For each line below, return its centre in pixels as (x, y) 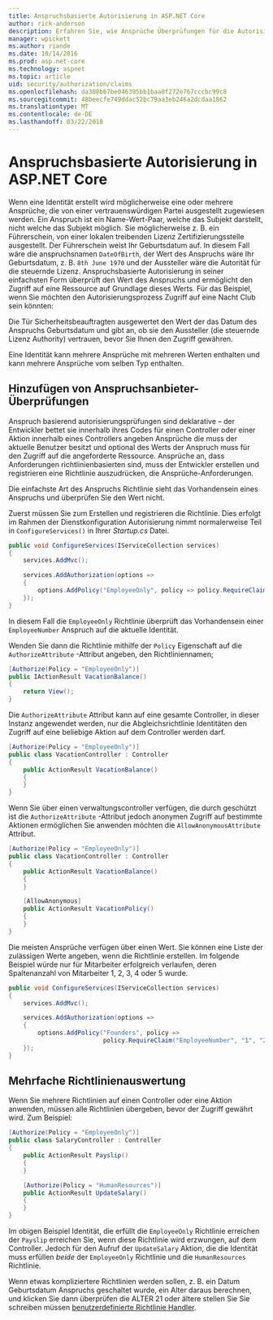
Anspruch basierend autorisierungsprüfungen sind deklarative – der (122, 421)
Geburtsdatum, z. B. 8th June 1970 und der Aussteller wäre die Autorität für (135, 262)
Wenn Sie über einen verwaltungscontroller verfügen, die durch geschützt (133, 808)
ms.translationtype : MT (49, 107)
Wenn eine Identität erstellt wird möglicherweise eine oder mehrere (121, 202)
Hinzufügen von (50, 389)
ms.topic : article (39, 76)
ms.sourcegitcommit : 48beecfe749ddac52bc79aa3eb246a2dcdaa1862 (118, 99)
